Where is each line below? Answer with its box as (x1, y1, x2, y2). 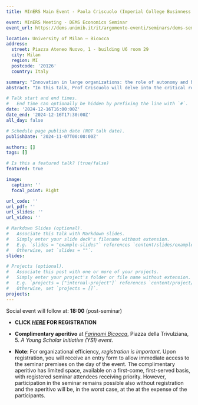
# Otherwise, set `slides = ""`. (6, 247, 94, 253)
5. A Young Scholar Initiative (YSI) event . (14, 336, 114, 344)
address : (6, 41, 28, 47)
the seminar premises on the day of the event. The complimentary (14, 360, 176, 367)
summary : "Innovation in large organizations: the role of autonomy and (6, 79, 189, 85)
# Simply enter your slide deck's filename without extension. (6, 236, 170, 242)
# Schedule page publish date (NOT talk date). (6, 128, 126, 134)
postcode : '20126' (11, 63, 57, 69)
